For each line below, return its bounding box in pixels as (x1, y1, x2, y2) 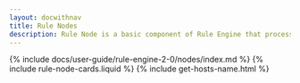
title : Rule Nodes (9, 21, 78, 30)
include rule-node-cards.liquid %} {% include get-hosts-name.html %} (9, 63, 270, 74)
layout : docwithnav (9, 12, 82, 22)
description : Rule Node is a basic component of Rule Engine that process (9, 29, 294, 38)
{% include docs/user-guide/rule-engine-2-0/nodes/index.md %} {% (9, 54, 264, 65)
